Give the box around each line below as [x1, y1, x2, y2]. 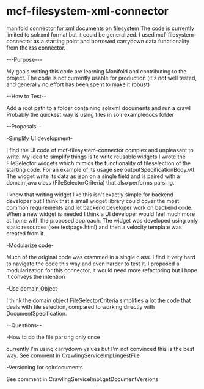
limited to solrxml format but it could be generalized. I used [6, 31, 155, 38]
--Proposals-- [6, 122, 42, 130]
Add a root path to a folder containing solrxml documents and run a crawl [6, 104, 191, 111]
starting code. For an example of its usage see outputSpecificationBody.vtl [6, 166, 194, 173]
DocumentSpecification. [6, 309, 67, 317]
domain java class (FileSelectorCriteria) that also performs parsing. [6, 179, 175, 186]
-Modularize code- [6, 242, 54, 249]
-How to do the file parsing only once [6, 333, 101, 341]
